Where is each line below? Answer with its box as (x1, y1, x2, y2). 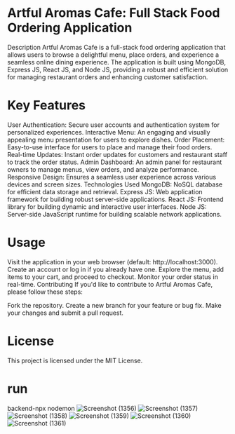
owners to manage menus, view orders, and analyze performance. (7, 165, 200, 173)
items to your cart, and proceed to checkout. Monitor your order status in (7, 272, 219, 281)
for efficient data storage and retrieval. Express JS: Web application (7, 187, 203, 196)
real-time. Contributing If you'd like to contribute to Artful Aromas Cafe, (7, 280, 213, 288)
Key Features (7, 97, 86, 114)
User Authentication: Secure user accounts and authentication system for (7, 121, 220, 129)
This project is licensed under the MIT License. (7, 356, 143, 365)
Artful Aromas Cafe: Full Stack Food (7, 5, 220, 21)
